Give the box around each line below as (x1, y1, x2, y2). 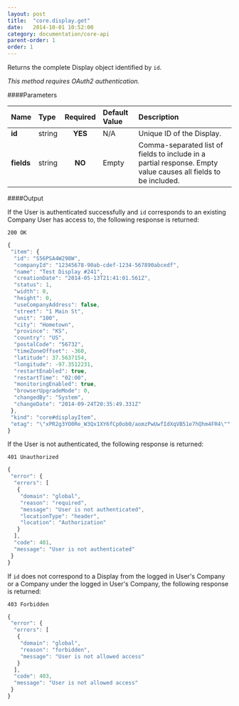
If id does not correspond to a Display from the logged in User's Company (7, 571, 225, 581)
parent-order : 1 (7, 37, 55, 44)
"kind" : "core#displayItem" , (10, 414, 97, 421)
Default (102, 108, 129, 118)
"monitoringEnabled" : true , (14, 380, 97, 388)
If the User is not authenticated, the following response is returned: (7, 440, 204, 449)
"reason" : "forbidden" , (20, 646, 91, 653)
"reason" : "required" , (20, 499, 87, 507)
